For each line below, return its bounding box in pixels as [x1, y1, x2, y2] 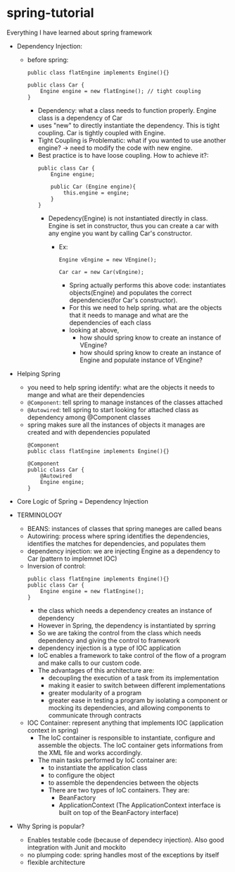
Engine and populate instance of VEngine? [80, 356, 203, 364]
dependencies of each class [69, 318, 152, 327]
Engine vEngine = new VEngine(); [58, 256, 157, 263]
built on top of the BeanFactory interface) [58, 808, 179, 816]
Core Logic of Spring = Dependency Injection [16, 497, 148, 505]
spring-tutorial [6, 5, 94, 21]
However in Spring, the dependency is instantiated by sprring [37, 621, 216, 630]
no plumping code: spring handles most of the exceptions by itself [27, 850, 220, 859]
